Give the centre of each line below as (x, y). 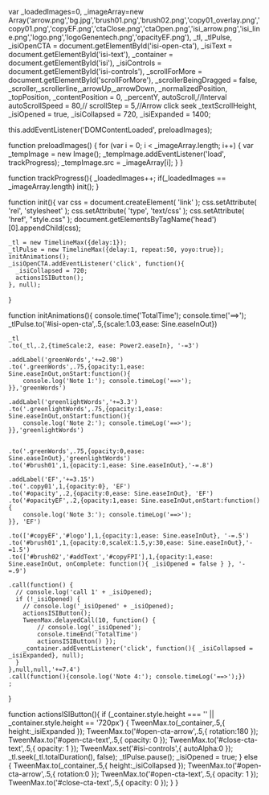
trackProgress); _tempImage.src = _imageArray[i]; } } (96, 163)
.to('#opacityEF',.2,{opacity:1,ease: (73, 500)
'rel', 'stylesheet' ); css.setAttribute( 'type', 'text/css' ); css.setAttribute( (126, 211)
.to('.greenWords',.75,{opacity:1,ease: (77, 367)
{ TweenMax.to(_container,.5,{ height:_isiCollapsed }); (97, 765)
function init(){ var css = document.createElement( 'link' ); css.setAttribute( (132, 202)
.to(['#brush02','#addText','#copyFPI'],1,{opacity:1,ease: (111, 557)
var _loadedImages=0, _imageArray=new (76, 12)
